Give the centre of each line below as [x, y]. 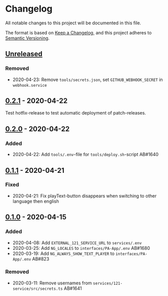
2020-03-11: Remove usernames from [52, 283]
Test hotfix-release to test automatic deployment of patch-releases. [76, 113]
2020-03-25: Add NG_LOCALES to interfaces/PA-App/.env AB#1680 [81, 248]
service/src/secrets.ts [38, 289]
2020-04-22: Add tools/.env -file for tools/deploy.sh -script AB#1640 [86, 155]
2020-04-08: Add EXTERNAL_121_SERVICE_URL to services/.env [77, 243]
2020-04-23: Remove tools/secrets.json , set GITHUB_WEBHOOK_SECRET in [88, 80]
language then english [36, 201]
